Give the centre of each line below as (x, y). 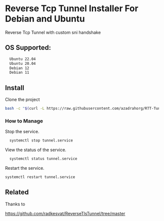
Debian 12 (19, 68)
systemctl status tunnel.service (43, 159)
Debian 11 (19, 73)
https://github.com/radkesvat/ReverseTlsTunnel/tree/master (65, 213)
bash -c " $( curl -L (25, 109)
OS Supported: (28, 48)
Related (17, 192)
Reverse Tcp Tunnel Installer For (72, 9)
